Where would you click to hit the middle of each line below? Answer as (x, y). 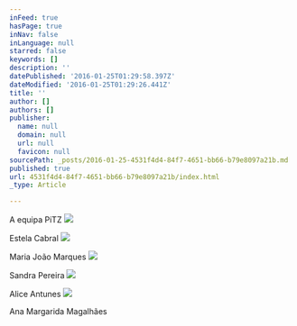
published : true (40, 168)
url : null (36, 143)
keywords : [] (34, 59)
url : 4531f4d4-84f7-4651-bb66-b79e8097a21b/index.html (115, 177)
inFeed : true (34, 18)
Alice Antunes (35, 294)
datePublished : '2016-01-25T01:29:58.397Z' (93, 77)
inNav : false (34, 34)
